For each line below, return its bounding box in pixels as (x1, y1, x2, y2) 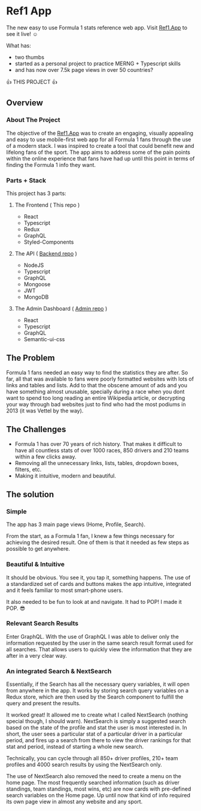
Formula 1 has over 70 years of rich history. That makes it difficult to (14, 440, 182, 447)
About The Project (6, 116, 61, 124)
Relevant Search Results (6, 619, 79, 628)
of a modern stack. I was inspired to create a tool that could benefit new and (6, 142, 194, 149)
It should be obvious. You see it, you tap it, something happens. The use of (6, 573, 191, 581)
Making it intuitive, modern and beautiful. (14, 472, 117, 479)
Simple (6, 507, 27, 515)
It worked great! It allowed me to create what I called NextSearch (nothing (6, 711, 188, 719)
